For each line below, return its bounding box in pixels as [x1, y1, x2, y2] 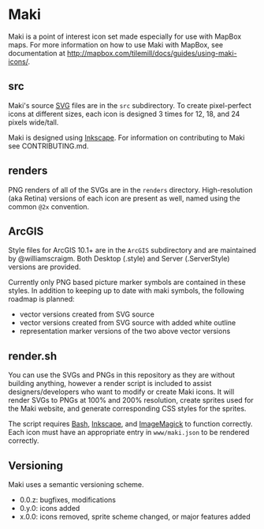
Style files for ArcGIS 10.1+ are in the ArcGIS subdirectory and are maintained [8, 246, 257, 255]
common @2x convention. [8, 201, 90, 211]
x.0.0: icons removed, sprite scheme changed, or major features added [19, 512, 251, 521]
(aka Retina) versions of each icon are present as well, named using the [8, 193, 240, 203]
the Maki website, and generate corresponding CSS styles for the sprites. [8, 404, 247, 414]
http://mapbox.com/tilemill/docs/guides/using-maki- [66, 48, 238, 58]
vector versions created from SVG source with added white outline [19, 318, 236, 328]
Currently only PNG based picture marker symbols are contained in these [8, 278, 246, 287]
